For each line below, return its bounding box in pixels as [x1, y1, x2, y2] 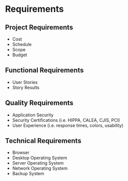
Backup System [12, 171, 44, 177]
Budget [12, 52, 28, 58]
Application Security [12, 112, 54, 118]
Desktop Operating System [12, 155, 67, 161]
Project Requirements [5, 23, 73, 32]
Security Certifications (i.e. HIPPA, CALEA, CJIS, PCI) [12, 117, 120, 123]
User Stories [12, 79, 38, 85]
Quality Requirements [5, 99, 74, 107]
